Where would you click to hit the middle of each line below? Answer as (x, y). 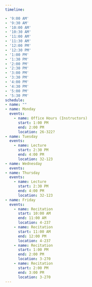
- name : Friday (20, 200)
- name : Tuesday (21, 136)
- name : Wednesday (23, 164)
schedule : (15, 100)
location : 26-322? (36, 132)
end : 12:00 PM (32, 236)
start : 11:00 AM (34, 232)
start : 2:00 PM (33, 268)
